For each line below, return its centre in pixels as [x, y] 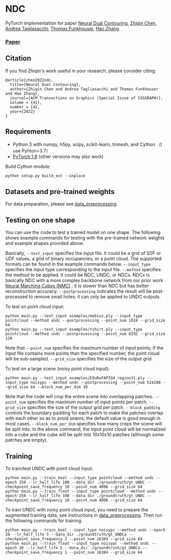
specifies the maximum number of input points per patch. [88, 402]
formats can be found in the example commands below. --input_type [78, 264]
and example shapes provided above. [45, 243]
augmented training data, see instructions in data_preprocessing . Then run [84, 515]
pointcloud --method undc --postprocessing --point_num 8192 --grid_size [86, 334]
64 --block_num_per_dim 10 [59, 387]
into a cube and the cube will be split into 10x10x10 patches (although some [85, 435]
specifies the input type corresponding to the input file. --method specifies [83, 270]
